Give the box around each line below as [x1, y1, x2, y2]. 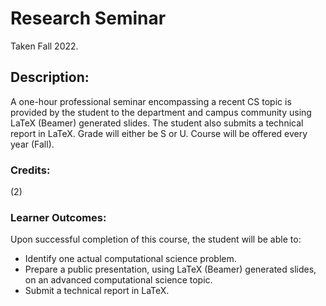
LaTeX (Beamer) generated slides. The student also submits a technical [10, 117, 304, 129]
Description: [10, 69, 90, 86]
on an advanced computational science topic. [24, 274, 213, 286]
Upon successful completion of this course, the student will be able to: [10, 233, 302, 246]
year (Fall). [10, 138, 55, 150]
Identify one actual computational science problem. [24, 253, 237, 265]
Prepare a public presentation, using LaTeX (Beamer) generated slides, [24, 263, 317, 276]
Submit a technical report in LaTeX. [24, 285, 170, 297]
